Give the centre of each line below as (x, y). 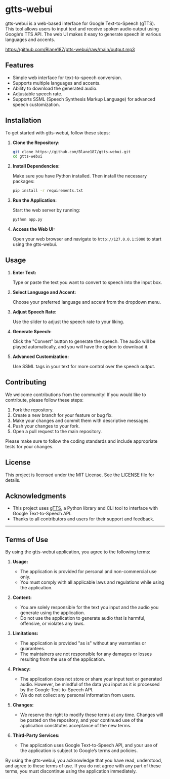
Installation (23, 120)
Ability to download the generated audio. (55, 88)
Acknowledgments (36, 496)
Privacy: (22, 669)
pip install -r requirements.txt (48, 191)
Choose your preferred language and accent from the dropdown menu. (87, 302)
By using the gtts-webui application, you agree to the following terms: (78, 552)
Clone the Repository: (36, 143)
